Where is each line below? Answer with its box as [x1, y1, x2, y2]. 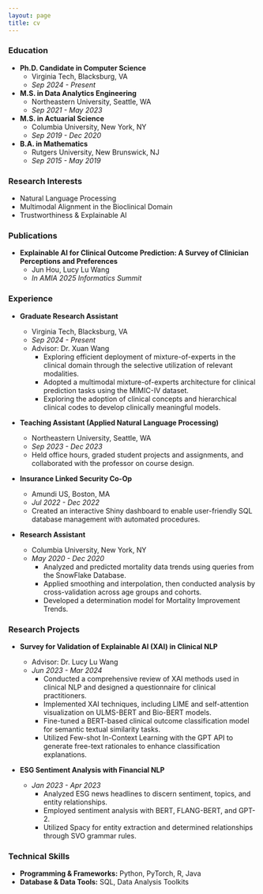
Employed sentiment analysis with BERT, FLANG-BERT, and [43, 805, 237, 815]
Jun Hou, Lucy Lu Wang [31, 265, 110, 274]
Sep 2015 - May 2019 [31, 155, 101, 165]
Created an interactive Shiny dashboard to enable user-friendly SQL [31, 506, 253, 515]
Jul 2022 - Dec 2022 [31, 497, 100, 507]
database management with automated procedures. [31, 514, 201, 524]
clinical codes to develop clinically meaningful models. [43, 402, 221, 412]
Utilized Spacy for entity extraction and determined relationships [43, 822, 254, 832]
